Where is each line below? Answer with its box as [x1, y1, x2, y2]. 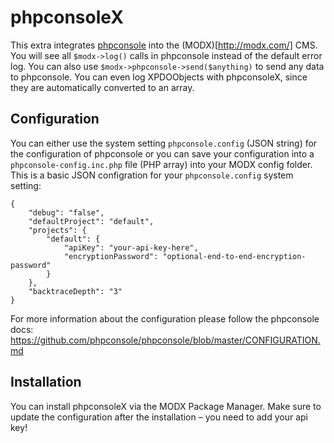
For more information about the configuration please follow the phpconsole [10, 312, 320, 325]
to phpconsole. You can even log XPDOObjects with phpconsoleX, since [10, 71, 308, 83]
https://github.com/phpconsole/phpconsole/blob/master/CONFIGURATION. [10, 334, 321, 346]
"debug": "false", [28, 207, 105, 218]
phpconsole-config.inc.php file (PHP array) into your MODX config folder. [10, 158, 313, 170]
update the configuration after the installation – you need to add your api [10, 411, 308, 423]
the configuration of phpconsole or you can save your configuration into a [10, 147, 315, 160]
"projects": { [28, 225, 87, 235]
